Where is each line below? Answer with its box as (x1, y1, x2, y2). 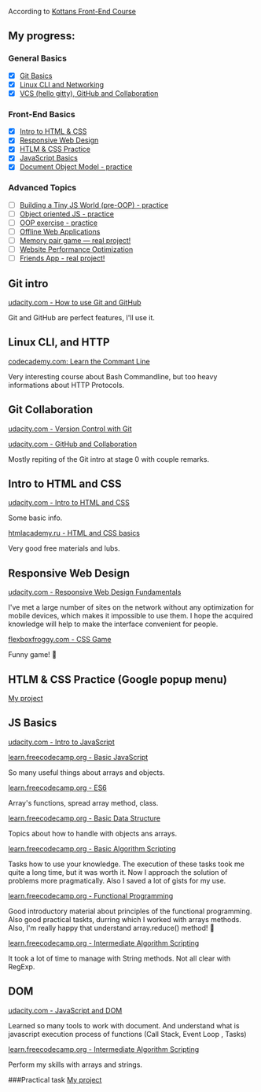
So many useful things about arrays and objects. (8, 767, 165, 777)
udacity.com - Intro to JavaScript (8, 737, 116, 747)
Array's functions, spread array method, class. (8, 798, 159, 807)
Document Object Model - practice (19, 162, 133, 172)
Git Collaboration (8, 403, 94, 416)
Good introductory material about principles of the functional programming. (8, 906, 252, 916)
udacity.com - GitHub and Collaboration (8, 439, 138, 448)
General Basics (8, 53, 67, 64)
